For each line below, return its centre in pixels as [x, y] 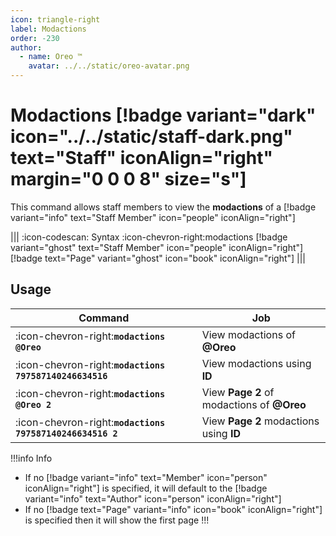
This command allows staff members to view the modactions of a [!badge [163, 207]
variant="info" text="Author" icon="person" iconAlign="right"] [153, 498]
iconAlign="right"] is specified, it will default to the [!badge [146, 488]
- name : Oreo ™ [51, 57]
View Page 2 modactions [260, 421]
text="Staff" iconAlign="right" [141, 158]
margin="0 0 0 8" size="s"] [128, 179]
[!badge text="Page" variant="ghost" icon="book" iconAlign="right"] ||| [158, 258]
